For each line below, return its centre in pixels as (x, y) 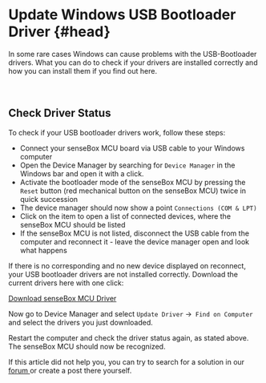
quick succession (49, 199)
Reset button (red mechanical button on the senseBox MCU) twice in (133, 191)
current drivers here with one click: (66, 283)
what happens (44, 250)
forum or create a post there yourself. (70, 370)
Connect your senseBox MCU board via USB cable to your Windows (132, 148)
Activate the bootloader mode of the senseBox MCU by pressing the (133, 182)
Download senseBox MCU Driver (62, 298)
